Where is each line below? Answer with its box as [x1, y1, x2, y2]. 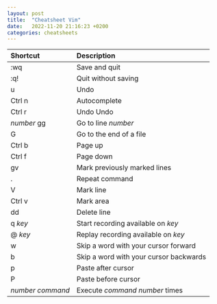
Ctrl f [10, 152, 27, 161]
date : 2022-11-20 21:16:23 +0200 [7, 23, 109, 30]
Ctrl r [10, 107, 27, 117]
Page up [76, 141, 104, 150]
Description [76, 51, 116, 60]
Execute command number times [76, 285, 183, 295]
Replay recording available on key [76, 230, 185, 239]
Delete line [76, 207, 111, 217]
